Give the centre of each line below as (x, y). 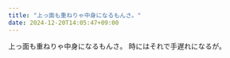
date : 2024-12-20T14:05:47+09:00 (64, 23)
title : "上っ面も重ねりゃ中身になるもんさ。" (75, 15)
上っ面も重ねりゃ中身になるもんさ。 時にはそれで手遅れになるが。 (117, 46)
